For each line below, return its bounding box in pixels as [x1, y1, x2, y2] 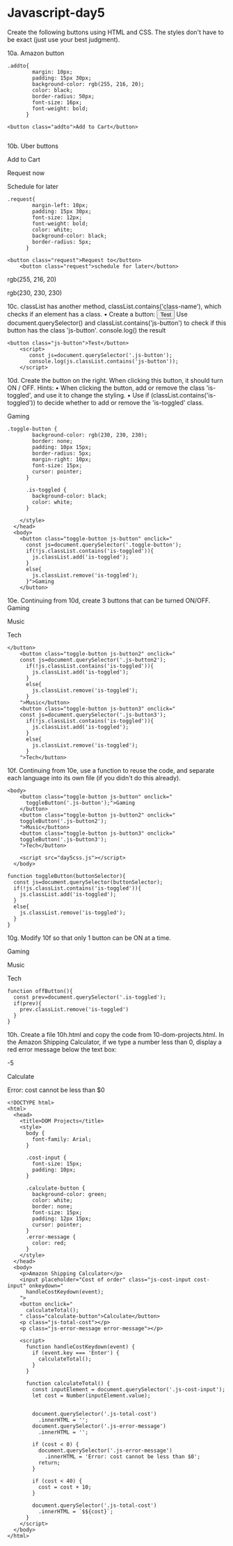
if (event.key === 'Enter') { [32, 1349, 120, 1356]
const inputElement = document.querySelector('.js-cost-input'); [32, 1386, 226, 1393]
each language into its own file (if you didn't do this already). [7, 773, 181, 782]
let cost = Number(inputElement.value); [32, 1392, 151, 1399]
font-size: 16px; [32, 99, 82, 106]
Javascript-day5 [7, 5, 106, 21]
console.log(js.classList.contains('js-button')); [29, 358, 179, 365]
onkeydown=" [29, 1282, 64, 1289]
